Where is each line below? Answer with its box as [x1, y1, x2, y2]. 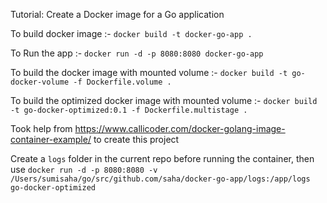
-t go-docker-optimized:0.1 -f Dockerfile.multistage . [10, 105, 248, 115]
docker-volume [10, 77, 70, 87]
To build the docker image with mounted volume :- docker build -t [10, 67, 288, 78]
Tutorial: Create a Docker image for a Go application [10, 9, 225, 20]
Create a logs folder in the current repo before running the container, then [10, 153, 315, 164]
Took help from [10, 123, 73, 134]
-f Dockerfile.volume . [73, 77, 172, 87]
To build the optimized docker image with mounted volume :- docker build [10, 95, 318, 106]
